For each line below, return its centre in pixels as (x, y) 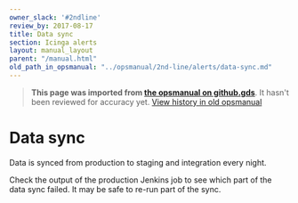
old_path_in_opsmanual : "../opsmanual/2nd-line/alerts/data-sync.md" (141, 68)
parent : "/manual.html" (53, 59)
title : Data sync (41, 34)
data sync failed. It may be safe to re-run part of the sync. (115, 189)
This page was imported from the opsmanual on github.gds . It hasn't (160, 92)
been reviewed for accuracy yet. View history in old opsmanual (146, 101)
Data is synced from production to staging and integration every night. (138, 162)
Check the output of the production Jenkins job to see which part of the (141, 180)
